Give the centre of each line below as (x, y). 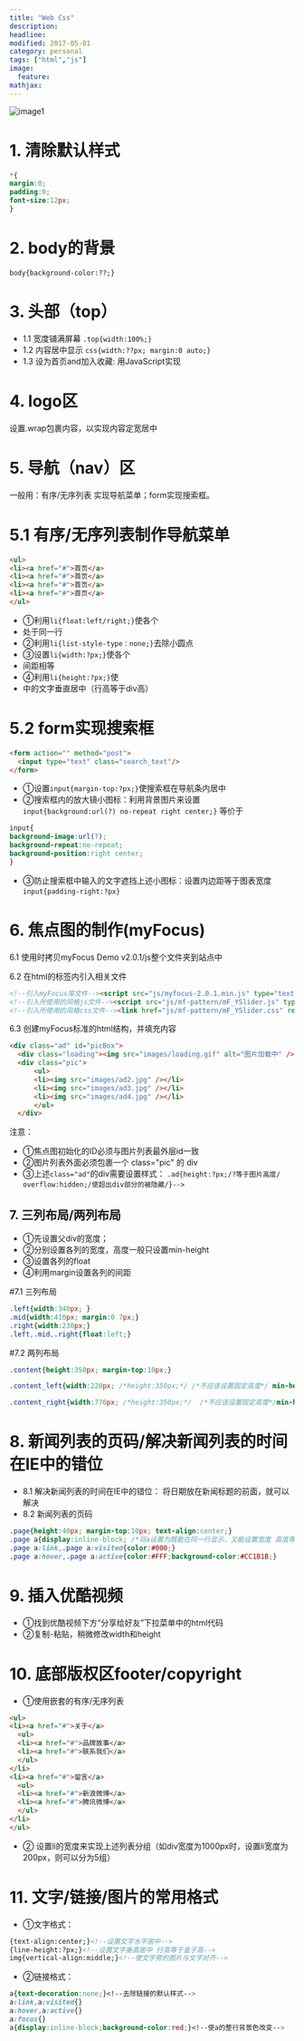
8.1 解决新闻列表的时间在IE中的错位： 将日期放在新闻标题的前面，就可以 (156, 1491)
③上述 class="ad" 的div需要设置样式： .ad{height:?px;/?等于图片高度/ (151, 1174)
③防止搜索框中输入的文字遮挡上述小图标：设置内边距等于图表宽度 (147, 880)
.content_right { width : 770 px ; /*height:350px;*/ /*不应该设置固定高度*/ (143, 1402)
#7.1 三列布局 (33, 1292)
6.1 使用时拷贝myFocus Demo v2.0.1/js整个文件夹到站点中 (116, 957)
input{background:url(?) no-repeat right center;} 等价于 (133, 811)
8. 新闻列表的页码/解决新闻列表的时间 (148, 1442)
